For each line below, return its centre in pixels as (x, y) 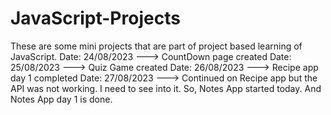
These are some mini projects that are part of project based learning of (156, 46)
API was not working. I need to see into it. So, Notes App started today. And (166, 88)
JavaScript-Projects (95, 18)
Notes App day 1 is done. (61, 99)
